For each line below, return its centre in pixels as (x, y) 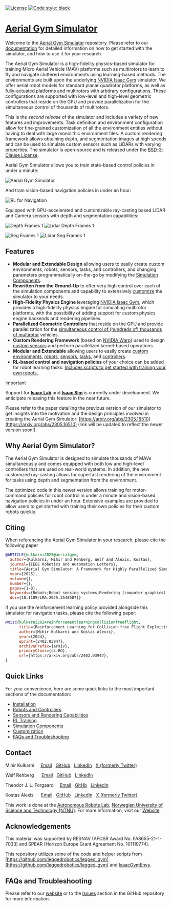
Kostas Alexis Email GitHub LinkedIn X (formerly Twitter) (71, 795)
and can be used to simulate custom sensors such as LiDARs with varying (83, 144)
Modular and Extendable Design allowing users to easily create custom (89, 264)
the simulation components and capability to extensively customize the (88, 291)
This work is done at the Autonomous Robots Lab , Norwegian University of (84, 805)
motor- (139, 490)
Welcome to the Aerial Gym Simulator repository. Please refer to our (77, 43)
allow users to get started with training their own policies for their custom (82, 506)
